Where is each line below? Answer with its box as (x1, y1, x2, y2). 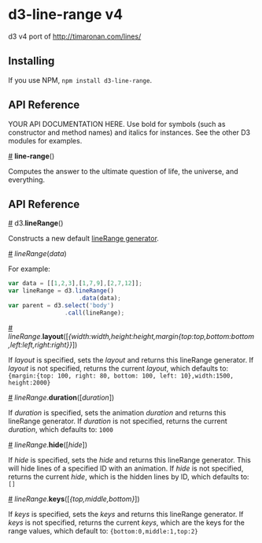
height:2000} (8, 378, 51, 387)
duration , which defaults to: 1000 (8, 424, 114, 434)
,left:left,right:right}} (8, 340, 73, 349)
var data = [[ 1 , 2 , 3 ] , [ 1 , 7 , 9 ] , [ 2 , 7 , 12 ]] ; (8, 280, 143, 288)
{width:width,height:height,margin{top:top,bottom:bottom (68, 331, 255, 340)
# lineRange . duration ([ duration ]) (8, 392, 115, 402)
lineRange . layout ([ (8, 331, 69, 340)
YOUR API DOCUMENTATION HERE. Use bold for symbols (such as (8, 119, 226, 128)
